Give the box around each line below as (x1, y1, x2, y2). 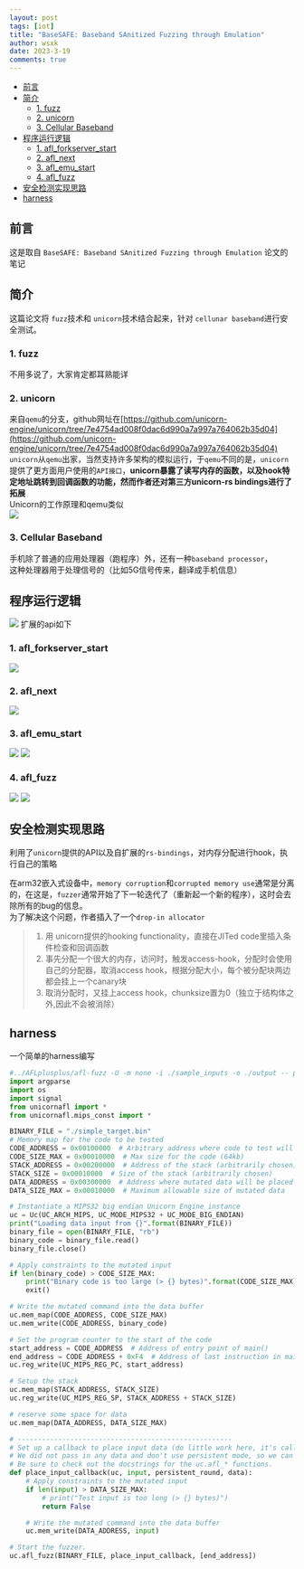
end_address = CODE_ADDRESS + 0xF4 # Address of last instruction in (9, 1352, 281, 1361)
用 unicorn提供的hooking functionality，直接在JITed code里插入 (44, 931, 283, 941)
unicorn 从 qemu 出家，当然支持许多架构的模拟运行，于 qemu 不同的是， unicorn (9, 454, 290, 465)
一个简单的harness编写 (9, 1051, 95, 1062)
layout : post (9, 13, 59, 23)
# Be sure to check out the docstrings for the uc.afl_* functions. (9, 1460, 273, 1470)
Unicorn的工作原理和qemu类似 (9, 499, 124, 510)
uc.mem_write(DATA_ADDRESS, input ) (25, 1526, 160, 1536)
